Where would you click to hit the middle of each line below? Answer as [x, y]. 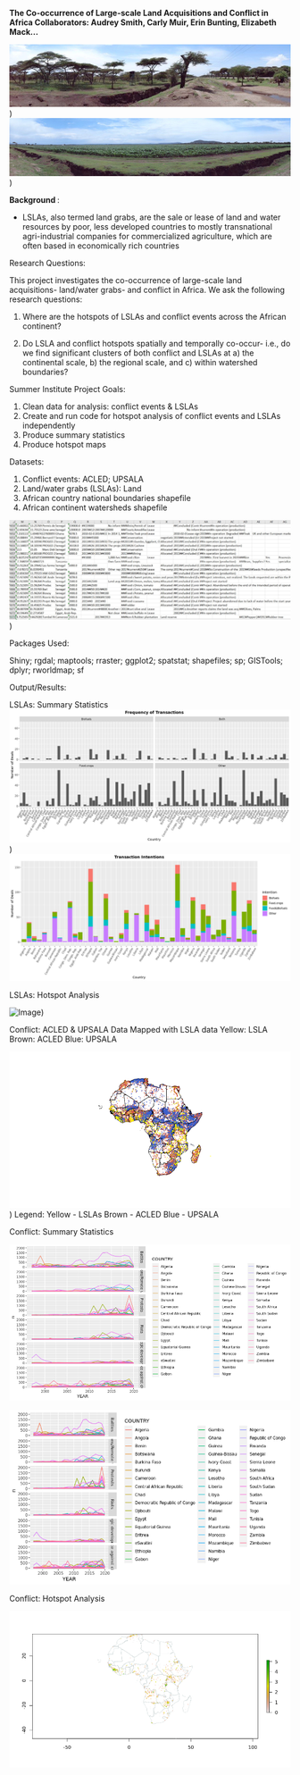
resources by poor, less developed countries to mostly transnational [147, 227]
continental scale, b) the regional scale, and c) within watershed [140, 363]
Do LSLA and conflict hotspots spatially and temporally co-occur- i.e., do [156, 344]
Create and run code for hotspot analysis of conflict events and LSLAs [151, 416]
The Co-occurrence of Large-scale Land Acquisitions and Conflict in [139, 13]
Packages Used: [39, 643]
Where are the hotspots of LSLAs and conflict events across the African [154, 317]
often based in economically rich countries [101, 246]
